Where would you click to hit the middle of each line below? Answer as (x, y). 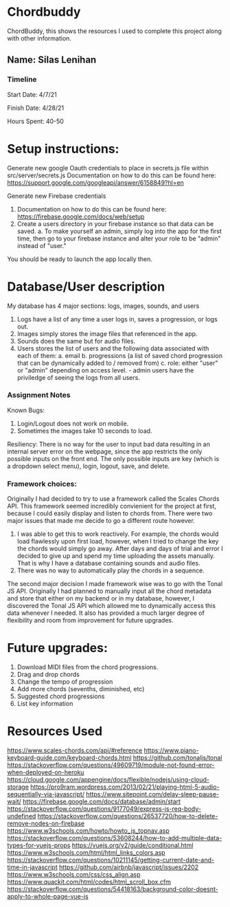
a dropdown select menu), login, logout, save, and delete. (89, 466)
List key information (45, 704)
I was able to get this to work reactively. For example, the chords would (118, 534)
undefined (22, 816)
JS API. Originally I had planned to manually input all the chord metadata (109, 591)
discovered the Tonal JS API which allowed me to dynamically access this (112, 606)
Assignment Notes (39, 395)
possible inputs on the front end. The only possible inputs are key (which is (113, 458)
